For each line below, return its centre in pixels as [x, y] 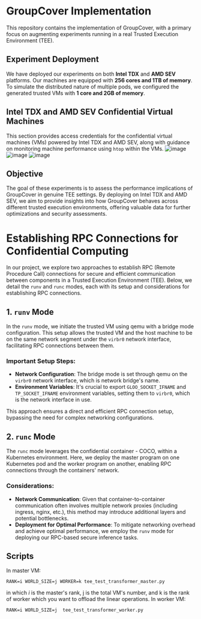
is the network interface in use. [53, 400]
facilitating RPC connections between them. [61, 346]
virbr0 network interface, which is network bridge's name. [87, 380]
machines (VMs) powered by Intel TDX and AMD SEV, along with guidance [98, 142]
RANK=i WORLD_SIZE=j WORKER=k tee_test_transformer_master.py [85, 582]
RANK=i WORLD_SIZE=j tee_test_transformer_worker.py [75, 610]
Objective [25, 173]
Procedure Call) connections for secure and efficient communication [91, 274]
